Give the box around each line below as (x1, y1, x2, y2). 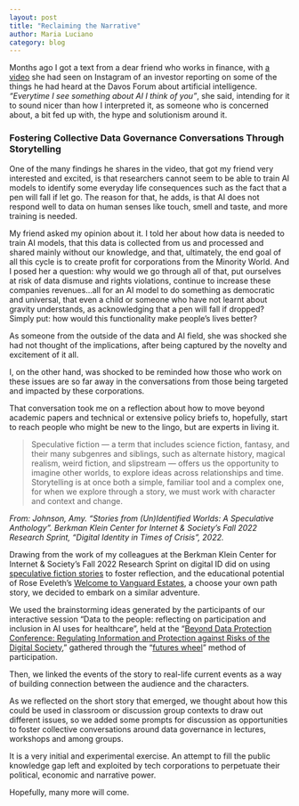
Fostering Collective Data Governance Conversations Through (9, 132, 285, 144)
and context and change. (30, 495, 123, 506)
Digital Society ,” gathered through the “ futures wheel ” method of (9, 642, 246, 653)
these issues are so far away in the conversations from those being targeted (9, 376, 289, 387)
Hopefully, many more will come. (9, 786, 130, 797)
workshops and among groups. (9, 733, 124, 744)
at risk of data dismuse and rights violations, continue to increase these (9, 275, 271, 286)
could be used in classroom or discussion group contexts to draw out (9, 704, 263, 715)
